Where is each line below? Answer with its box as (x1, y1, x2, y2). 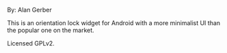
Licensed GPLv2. (7, 39, 55, 47)
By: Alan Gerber (7, 6, 53, 14)
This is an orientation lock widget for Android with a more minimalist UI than (7, 19, 221, 26)
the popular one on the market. (7, 26, 94, 34)
